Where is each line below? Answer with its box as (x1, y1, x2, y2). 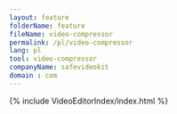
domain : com (9, 71, 58, 80)
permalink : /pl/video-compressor (9, 37, 133, 47)
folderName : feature (9, 21, 86, 30)
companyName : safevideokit (9, 63, 109, 72)
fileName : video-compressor (9, 29, 114, 38)
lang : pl (9, 46, 42, 55)
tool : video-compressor (9, 54, 98, 63)
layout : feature (9, 12, 69, 22)
